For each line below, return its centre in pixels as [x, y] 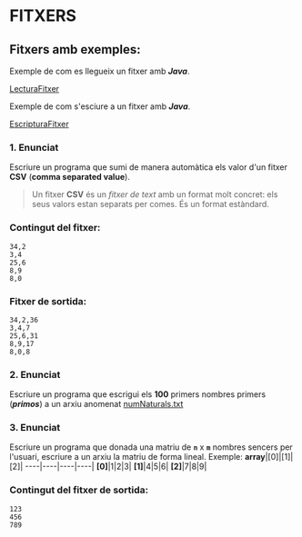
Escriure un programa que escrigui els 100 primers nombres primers [138, 394]
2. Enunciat [35, 374]
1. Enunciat [34, 147]
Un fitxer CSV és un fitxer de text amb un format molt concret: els [155, 194]
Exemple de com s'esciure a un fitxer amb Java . [100, 106]
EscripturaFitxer [40, 124]
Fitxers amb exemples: [75, 50]
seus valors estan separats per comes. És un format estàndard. [151, 204]
